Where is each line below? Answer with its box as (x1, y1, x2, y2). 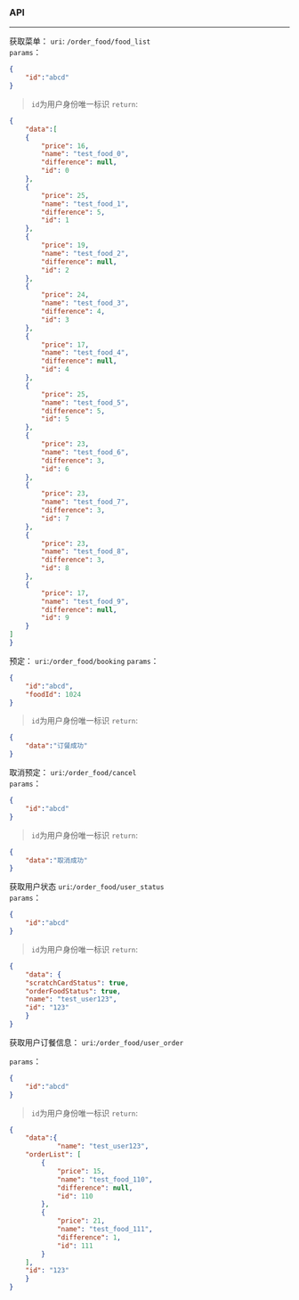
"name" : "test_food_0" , (41, 150, 129, 159)
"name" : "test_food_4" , (41, 348, 129, 357)
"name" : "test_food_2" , (41, 249, 129, 258)
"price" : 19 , (41, 241, 90, 250)
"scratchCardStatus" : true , (25, 978, 129, 987)
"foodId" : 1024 (25, 690, 82, 699)
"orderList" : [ (25, 1150, 82, 1159)
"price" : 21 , (56, 1216, 105, 1226)
